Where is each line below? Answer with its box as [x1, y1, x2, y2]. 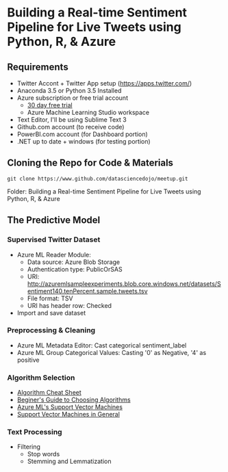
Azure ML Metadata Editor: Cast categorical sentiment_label [16, 341, 187, 350]
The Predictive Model [7, 214, 101, 226]
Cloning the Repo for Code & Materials [7, 157, 173, 169]
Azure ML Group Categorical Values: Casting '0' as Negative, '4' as [16, 348, 207, 356]
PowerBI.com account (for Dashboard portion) [16, 130, 149, 138]
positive [16, 356, 40, 364]
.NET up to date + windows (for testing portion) [16, 137, 151, 145]
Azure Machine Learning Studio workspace [27, 108, 149, 116]
